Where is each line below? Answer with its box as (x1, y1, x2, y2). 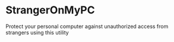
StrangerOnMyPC (5, 3, 96, 17)
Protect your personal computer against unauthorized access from (5, 23, 169, 30)
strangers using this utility (5, 29, 69, 36)
